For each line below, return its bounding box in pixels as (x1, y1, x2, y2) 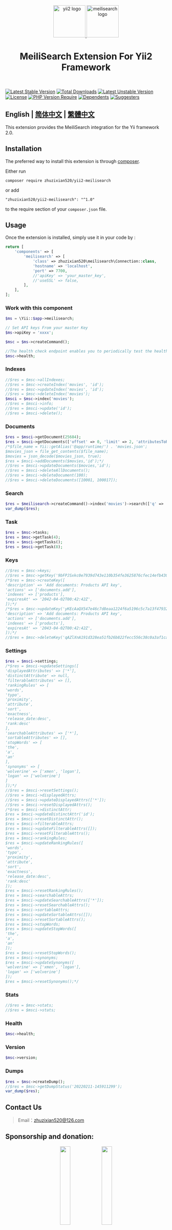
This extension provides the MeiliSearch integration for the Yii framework (5, 124, 160, 130)
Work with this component (5, 304, 73, 311)
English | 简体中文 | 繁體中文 (5, 110, 95, 119)
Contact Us (5, 1103, 42, 1112)
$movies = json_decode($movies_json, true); (5, 453, 102, 459)
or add (5, 187, 19, 193)
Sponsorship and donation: (5, 1132, 94, 1141)
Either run (5, 168, 26, 174)
